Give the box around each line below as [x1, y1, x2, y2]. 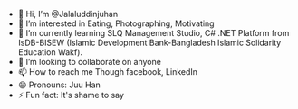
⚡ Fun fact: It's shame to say [17, 90, 125, 100]
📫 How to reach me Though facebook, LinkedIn [17, 67, 197, 77]
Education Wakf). [17, 47, 83, 58]
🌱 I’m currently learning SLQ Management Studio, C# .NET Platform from [17, 28, 290, 38]
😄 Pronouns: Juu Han [17, 79, 101, 90]
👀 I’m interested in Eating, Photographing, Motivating [17, 18, 215, 29]
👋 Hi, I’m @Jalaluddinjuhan [17, 9, 119, 19]
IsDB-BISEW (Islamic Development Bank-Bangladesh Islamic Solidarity [17, 37, 282, 48]
